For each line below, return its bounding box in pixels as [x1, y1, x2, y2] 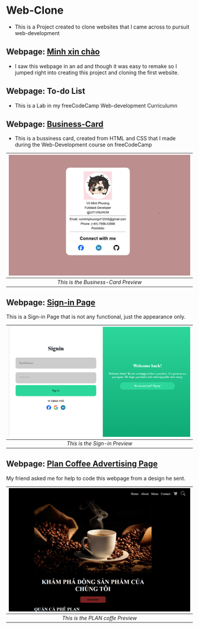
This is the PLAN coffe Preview [62, 614, 137, 621]
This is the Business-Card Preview [57, 279, 142, 286]
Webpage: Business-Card [6, 119, 104, 129]
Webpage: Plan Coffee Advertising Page [6, 459, 158, 469]
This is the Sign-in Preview [66, 440, 133, 447]
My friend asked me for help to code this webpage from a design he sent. [6, 474, 186, 482]
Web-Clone [6, 4, 64, 17]
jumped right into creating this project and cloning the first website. [14, 69, 179, 76]
